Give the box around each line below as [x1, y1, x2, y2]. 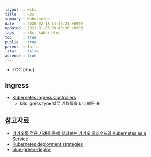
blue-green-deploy [12, 147, 51, 152]
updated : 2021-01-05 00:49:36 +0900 [5, 26, 83, 31]
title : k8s [5, 12, 35, 17]
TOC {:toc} [12, 67, 35, 73]
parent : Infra [5, 44, 39, 49]
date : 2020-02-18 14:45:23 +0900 [5, 21, 83, 26]
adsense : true [5, 53, 37, 58]
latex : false [5, 49, 39, 53]
